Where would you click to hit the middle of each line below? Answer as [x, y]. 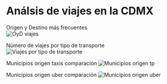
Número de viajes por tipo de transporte [55, 45]
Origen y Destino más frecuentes [47, 27]
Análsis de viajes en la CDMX [80, 11]
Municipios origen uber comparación [52, 74]
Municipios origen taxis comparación [52, 63]
